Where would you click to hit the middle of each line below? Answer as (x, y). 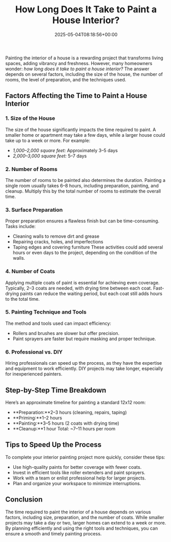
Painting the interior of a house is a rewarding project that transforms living (84, 58)
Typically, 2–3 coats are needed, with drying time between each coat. (79, 288)
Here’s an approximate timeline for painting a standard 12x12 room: (76, 402)
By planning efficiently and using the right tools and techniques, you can (82, 528)
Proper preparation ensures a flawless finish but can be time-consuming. (82, 221)
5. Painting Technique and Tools (46, 312)
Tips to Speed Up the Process (54, 445)
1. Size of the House (30, 118)
